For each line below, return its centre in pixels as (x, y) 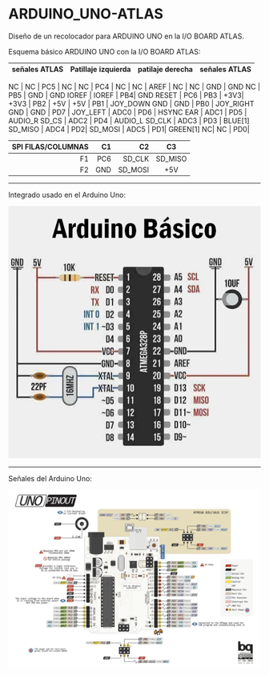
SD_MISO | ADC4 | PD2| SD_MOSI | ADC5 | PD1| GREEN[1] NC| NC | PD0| (129, 129)
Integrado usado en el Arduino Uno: (67, 195)
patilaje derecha (165, 70)
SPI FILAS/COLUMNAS (50, 147)
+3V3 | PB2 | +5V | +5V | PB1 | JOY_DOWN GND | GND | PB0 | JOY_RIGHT (131, 103)
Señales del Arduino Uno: (50, 479)
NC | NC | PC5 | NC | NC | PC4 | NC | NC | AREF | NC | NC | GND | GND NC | (134, 86)
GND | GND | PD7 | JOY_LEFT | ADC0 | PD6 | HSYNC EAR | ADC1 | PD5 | (128, 112)
